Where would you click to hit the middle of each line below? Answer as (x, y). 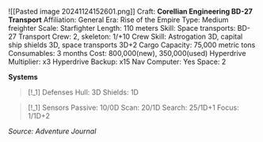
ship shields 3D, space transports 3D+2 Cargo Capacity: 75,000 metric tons (132, 45)
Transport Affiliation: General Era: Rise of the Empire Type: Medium (118, 20)
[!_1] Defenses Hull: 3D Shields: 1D (83, 92)
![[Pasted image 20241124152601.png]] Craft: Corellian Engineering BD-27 (131, 11)
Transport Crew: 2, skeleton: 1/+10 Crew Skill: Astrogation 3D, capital (131, 36)
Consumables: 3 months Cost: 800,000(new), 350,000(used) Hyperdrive (127, 53)
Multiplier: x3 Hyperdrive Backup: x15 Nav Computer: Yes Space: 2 (117, 62)
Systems (23, 77)
